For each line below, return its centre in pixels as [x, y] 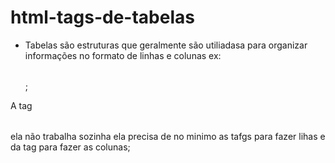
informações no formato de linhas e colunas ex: [123, 55]
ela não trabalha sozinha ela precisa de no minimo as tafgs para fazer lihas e [168, 136]
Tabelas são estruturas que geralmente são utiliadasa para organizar [166, 45]
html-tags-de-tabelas [102, 17]
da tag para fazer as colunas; [70, 147]
